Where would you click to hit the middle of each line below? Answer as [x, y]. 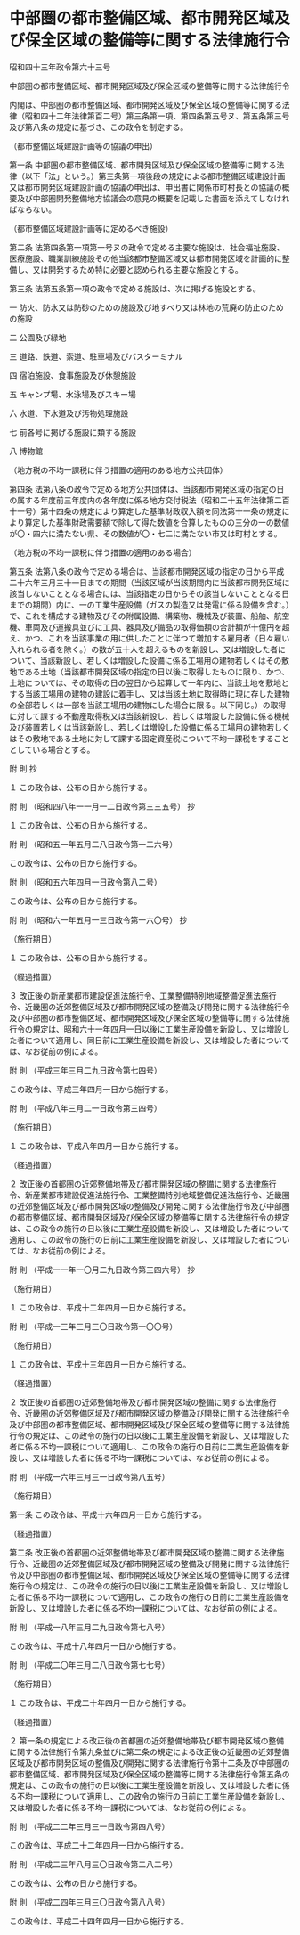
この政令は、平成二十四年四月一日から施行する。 [99, 1921]
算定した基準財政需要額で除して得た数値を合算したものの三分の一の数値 [157, 522]
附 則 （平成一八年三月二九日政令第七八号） [89, 1627]
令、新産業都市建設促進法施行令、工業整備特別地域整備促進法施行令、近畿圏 [150, 1195]
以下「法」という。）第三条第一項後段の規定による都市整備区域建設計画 [155, 176]
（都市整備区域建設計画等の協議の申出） [83, 146]
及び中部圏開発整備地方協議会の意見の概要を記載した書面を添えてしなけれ [153, 198]
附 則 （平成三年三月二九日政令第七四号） [85, 1070]
